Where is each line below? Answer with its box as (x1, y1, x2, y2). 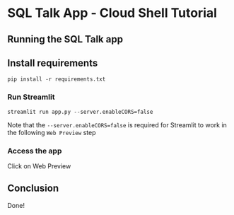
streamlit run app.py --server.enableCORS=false (7, 108, 153, 115)
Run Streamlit (7, 92, 55, 102)
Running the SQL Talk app (7, 33, 124, 45)
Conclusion (7, 182, 59, 194)
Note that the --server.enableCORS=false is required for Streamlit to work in (7, 120, 228, 129)
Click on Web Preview (7, 161, 71, 170)
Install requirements (7, 57, 98, 69)
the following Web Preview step (7, 128, 96, 136)
